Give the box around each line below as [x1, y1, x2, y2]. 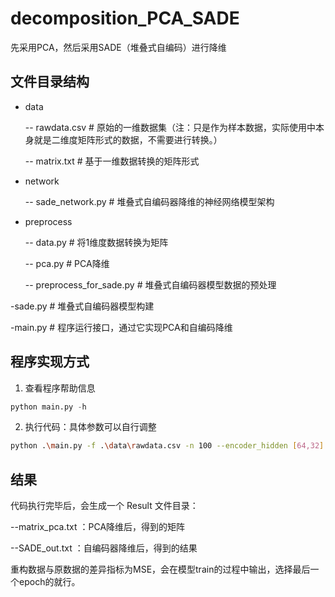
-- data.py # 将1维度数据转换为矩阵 [24, 236, 169, 248]
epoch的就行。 [18, 576, 81, 588]
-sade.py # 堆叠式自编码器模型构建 [10, 300, 155, 312]
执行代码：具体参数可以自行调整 [24, 421, 157, 433]
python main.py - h [10, 402, 87, 412]
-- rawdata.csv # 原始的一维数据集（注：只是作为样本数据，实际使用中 [24, 121, 316, 133]
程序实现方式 [10, 353, 90, 371]
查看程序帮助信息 [24, 382, 96, 394]
